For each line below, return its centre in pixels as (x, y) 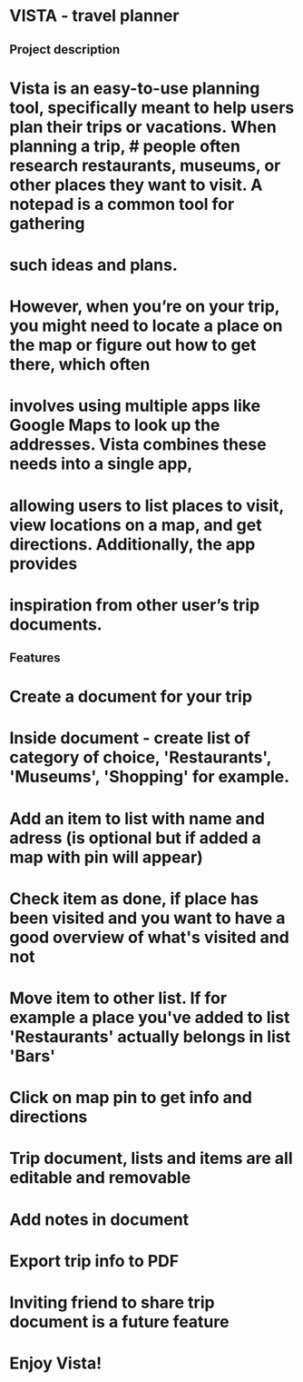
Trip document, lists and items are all (151, 1158)
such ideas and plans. (94, 265)
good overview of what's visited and (150, 937)
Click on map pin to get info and (131, 1098)
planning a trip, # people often (125, 146)
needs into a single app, (101, 464)
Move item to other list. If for (118, 998)
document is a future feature (119, 1322)
